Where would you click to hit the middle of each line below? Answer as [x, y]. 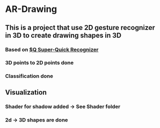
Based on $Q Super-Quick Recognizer [52, 49]
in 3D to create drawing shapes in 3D [63, 35]
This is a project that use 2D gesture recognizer [80, 28]
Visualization [26, 92]
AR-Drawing [31, 9]
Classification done [29, 76]
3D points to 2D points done [39, 63]
